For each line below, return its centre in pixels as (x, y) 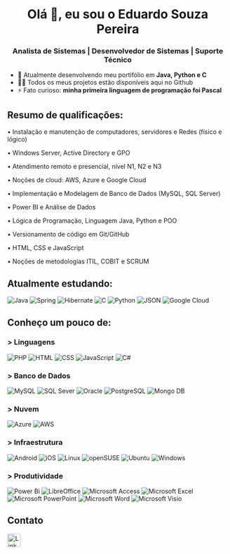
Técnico (118, 60)
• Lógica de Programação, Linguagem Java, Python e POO (92, 221)
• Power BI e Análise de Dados (52, 207)
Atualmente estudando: (60, 283)
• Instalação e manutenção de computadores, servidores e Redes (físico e (115, 132)
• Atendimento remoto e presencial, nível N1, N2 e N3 (84, 167)
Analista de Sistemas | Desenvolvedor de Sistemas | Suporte (118, 51)
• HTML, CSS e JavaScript (46, 248)
